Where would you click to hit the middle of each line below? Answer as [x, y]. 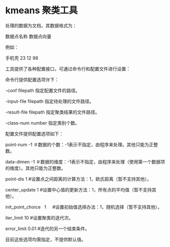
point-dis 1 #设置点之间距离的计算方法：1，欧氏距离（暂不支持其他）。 [78, 179]
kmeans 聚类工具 [42, 10]
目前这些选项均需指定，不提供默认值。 [45, 239]
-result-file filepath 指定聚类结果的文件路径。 [53, 112]
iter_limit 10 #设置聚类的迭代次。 [39, 217]
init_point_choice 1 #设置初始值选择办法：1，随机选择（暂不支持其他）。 [84, 207]
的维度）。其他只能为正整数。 [35, 168]
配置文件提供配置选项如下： [34, 133]
